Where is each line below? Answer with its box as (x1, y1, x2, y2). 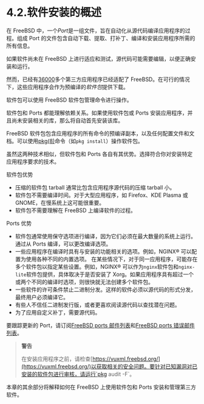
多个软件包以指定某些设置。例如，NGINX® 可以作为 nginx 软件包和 (15, 263, 179, 270)
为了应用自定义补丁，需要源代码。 (15, 308, 101, 316)
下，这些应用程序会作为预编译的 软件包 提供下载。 (6, 83, 129, 90)
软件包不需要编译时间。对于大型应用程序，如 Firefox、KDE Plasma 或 (15, 191, 188, 199)
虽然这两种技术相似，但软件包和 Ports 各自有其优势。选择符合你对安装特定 (6, 150, 193, 157)
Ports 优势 (6, 219, 32, 227)
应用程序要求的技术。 (6, 158, 59, 165)
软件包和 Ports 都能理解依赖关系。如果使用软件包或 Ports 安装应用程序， (6, 109, 188, 116)
